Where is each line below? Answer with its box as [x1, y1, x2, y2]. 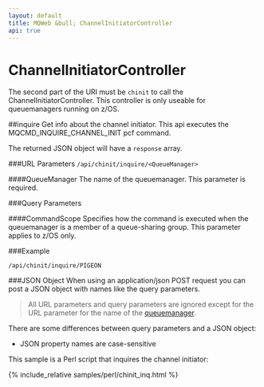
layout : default [8, 11, 62, 20]
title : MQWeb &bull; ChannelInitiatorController [8, 19, 173, 27]
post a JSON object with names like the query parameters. [8, 284, 201, 294]
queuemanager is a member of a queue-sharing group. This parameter [8, 223, 242, 232]
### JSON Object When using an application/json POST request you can [8, 276, 246, 286]
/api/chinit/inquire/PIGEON [8, 262, 102, 270]
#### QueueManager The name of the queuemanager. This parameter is [8, 175, 246, 184]
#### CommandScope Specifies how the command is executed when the [8, 214, 249, 223]
